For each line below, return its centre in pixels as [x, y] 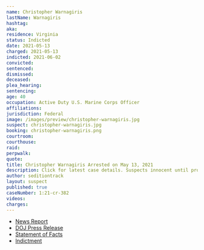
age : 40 [16, 97]
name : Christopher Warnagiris [45, 12]
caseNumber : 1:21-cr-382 [38, 193]
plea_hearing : [24, 86]
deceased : [19, 80]
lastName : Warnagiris [34, 18]
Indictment [29, 241]
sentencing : [21, 91]
